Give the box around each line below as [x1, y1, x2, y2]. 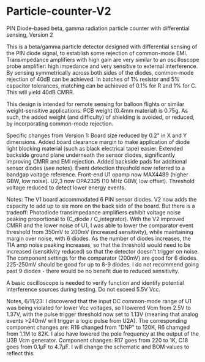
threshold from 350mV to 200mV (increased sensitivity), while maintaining [6, 228, 194, 235]
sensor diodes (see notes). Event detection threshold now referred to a [6, 164, 185, 172]
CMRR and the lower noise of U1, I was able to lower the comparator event [6, 222, 194, 229]
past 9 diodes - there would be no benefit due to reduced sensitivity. [6, 267, 179, 274]
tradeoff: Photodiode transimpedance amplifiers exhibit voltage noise [6, 208, 181, 216]
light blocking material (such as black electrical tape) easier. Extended [6, 145, 184, 152]
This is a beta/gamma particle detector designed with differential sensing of [6, 43, 198, 50]
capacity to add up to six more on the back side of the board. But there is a [6, 202, 195, 209]
